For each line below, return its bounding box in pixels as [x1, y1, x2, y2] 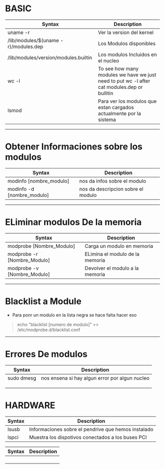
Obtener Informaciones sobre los [5, 141, 143, 152]
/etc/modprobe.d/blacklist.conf [17, 327, 81, 332]
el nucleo [98, 57, 119, 64]
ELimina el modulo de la [84, 250, 140, 257]
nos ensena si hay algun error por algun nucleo [41, 374, 150, 381]
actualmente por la [98, 110, 141, 117]
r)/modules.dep [7, 43, 43, 50]
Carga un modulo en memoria [84, 243, 154, 249]
